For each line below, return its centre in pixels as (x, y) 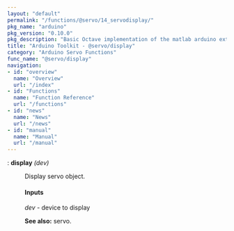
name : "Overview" (39, 78)
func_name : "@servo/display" (49, 59)
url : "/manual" (36, 143)
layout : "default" (34, 14)
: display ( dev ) (28, 163)
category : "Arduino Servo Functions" (62, 53)
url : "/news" (32, 124)
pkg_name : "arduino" (37, 26)
